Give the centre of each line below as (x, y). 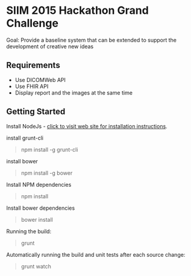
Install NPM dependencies (39, 184)
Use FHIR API (32, 86)
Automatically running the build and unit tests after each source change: (96, 254)
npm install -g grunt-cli (49, 149)
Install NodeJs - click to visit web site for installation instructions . (87, 126)
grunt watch (36, 266)
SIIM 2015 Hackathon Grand (77, 11)
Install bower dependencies (41, 208)
